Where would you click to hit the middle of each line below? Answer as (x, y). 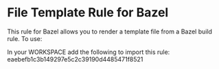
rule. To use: (25, 38)
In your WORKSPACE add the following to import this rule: (89, 52)
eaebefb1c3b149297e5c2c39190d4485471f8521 (75, 59)
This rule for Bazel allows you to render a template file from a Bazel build (110, 31)
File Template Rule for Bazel (88, 13)
